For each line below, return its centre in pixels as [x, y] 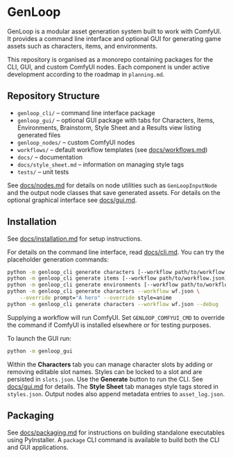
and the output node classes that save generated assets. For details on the [114, 192]
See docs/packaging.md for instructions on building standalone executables [116, 432]
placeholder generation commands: [58, 259]
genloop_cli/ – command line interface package [86, 112]
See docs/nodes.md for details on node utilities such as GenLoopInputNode [112, 185]
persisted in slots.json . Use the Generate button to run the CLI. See [105, 379]
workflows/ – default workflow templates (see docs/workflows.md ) [112, 149]
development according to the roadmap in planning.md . [86, 74]
